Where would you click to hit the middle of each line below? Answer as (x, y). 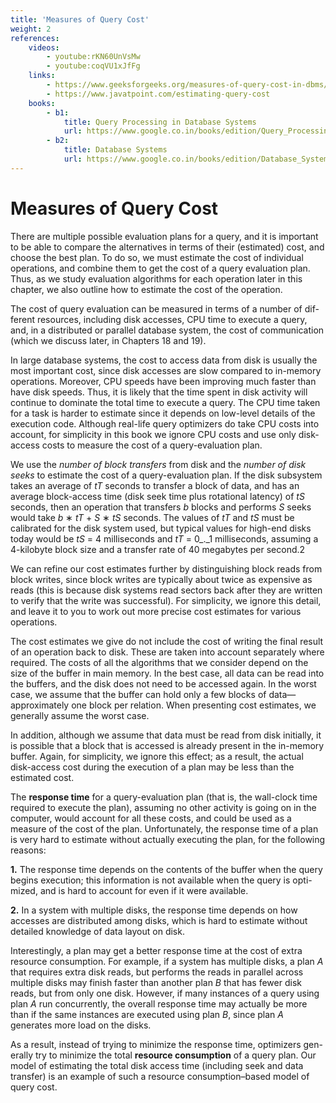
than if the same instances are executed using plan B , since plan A (147, 1014)
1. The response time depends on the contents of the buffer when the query (166, 869)
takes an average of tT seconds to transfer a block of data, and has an (155, 485)
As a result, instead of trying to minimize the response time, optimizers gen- (166, 1044)
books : (42, 103)
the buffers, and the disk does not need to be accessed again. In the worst (163, 683)
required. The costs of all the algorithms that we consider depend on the (159, 662)
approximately (40, 705)
